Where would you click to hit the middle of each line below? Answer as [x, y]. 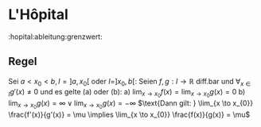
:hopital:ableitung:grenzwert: [55, 37]
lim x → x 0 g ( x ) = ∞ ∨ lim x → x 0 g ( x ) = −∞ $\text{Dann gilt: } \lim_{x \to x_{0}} [130, 104]
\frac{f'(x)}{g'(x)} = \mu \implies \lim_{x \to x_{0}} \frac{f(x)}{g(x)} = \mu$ [129, 114]
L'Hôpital [39, 15]
